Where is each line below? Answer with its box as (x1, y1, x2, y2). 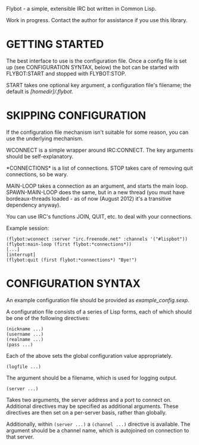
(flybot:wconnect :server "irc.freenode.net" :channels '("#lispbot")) (6, 236, 188, 242)
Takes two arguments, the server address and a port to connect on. (6, 396, 172, 403)
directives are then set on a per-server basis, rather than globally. (6, 409, 167, 416)
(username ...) (6, 331, 44, 337)
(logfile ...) (6, 364, 42, 370)
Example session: (6, 224, 49, 232)
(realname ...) (6, 336, 44, 342)
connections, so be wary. (6, 170, 69, 178)
